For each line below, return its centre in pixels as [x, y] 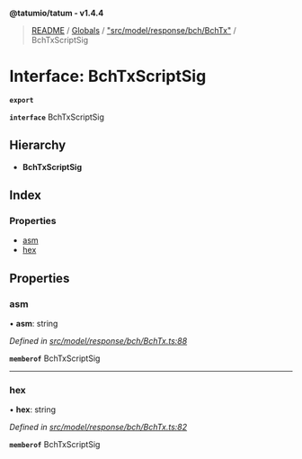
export [22, 100]
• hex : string [33, 409]
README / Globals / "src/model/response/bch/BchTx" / [133, 30]
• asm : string [34, 324]
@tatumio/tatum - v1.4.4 [57, 13]
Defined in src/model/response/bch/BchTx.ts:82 [98, 427]
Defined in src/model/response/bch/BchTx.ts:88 [98, 341]
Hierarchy [38, 145]
